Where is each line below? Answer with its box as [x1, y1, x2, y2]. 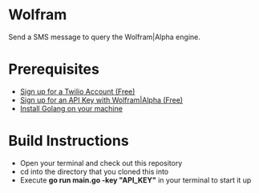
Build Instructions [8, 132, 130, 150]
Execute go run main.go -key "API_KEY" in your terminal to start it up [19, 175, 252, 185]
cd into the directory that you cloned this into [19, 167, 169, 176]
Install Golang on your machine [19, 103, 123, 113]
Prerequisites [8, 60, 100, 78]
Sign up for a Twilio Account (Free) [19, 86, 136, 96]
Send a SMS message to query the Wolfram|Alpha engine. [8, 32, 200, 42]
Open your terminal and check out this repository [19, 158, 183, 167]
